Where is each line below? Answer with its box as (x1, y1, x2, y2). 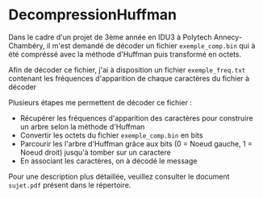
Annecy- (213, 32, 243, 42)
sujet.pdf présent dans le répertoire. (8, 179, 131, 190)
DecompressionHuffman (8, 6, 177, 24)
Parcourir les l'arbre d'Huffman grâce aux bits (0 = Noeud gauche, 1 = (19, 138, 253, 148)
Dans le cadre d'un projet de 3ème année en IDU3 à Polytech (8, 32, 212, 42)
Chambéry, (8, 40, 46, 50)
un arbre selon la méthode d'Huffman (19, 122, 145, 131)
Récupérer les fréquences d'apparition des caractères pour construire (19, 113, 253, 122)
